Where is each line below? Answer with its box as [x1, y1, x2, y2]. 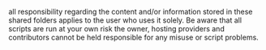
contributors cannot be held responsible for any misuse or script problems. [8, 32, 260, 42]
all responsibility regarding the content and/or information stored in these [8, 7, 253, 16]
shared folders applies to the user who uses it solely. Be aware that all [8, 15, 242, 25]
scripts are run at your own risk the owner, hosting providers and [8, 24, 225, 33]
